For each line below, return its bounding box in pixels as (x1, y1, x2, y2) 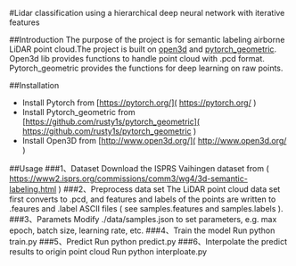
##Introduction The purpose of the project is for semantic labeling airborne (9, 35, 285, 45)
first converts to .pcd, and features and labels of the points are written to (9, 194, 276, 204)
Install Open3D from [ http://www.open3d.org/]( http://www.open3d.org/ (21, 136, 287, 145)
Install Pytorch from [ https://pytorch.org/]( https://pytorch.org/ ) (21, 97, 257, 108)
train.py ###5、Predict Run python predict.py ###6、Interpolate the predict (9, 237, 288, 246)
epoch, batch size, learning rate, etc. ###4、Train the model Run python (9, 225, 275, 236)
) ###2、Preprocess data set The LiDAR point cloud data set (58, 184, 281, 195)
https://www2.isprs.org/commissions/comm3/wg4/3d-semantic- (9, 173, 248, 184)
